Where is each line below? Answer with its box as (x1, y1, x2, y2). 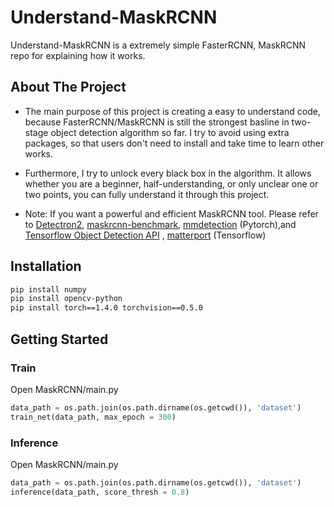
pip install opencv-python (10, 294, 123, 304)
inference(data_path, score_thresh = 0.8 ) (10, 487, 190, 497)
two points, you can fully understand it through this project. (24, 188, 270, 200)
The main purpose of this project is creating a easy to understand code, (24, 105, 321, 117)
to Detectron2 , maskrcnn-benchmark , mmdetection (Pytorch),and (24, 218, 297, 230)
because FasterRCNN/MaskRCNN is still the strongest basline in (24, 116, 290, 128)
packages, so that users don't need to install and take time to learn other (24, 137, 325, 149)
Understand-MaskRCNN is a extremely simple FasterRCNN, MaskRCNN (10, 39, 307, 51)
